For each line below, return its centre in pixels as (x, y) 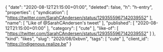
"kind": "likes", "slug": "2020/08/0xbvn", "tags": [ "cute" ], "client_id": (77, 39)
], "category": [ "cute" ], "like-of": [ (83, 28)
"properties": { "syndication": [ (37, 12)
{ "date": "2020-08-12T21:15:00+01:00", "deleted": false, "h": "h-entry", (79, 7)
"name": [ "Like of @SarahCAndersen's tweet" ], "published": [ (70, 23)
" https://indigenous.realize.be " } (38, 44)
